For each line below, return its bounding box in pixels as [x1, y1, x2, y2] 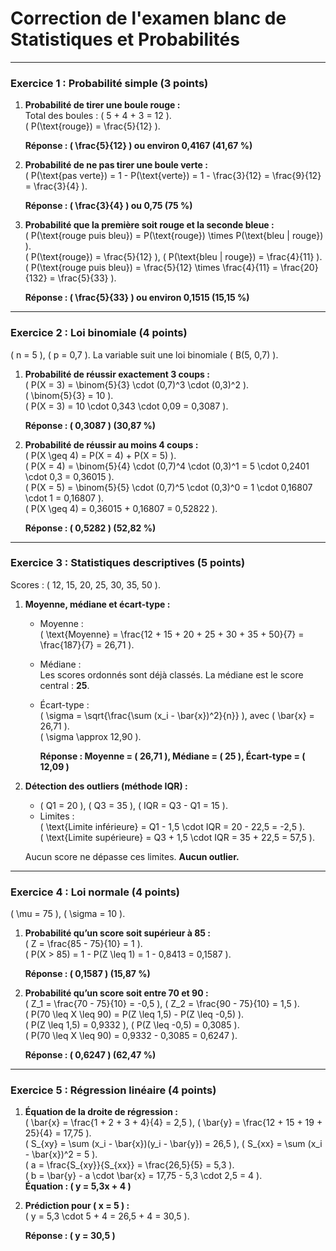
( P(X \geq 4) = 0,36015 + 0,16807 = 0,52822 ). [24, 502, 218, 514]
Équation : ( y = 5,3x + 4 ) [24, 1180, 132, 1192]
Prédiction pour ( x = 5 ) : [24, 1200, 130, 1212]
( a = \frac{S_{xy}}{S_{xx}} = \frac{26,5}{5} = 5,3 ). [24, 1159, 235, 1171]
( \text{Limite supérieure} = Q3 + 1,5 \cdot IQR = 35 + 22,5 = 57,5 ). [39, 831, 316, 843]
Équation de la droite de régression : [24, 1106, 178, 1118]
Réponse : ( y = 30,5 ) [24, 1230, 116, 1242]
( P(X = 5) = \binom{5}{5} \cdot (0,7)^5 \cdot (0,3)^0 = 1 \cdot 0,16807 [24, 481, 313, 493]
